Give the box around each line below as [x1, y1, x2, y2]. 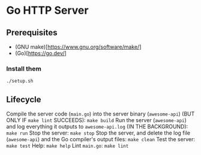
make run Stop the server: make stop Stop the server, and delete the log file [6, 129, 191, 136]
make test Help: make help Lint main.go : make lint [6, 142, 129, 150]
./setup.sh [6, 78, 34, 84]
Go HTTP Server [6, 4, 89, 17]
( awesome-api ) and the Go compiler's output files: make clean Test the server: [6, 136, 195, 143]
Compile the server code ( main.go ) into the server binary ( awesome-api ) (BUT [6, 110, 195, 117]
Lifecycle [6, 94, 41, 105]
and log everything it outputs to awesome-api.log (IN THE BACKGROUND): [6, 123, 188, 130]
